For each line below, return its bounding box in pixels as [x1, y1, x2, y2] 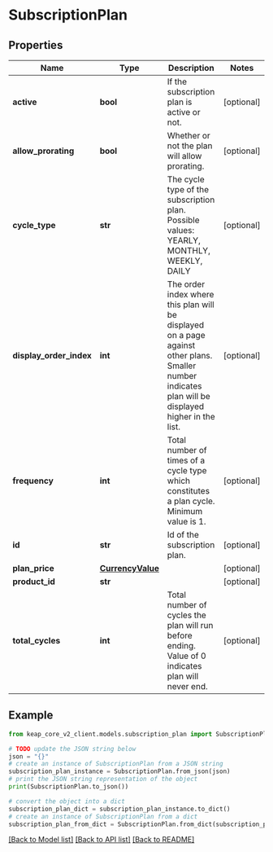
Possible [167, 214, 201, 226]
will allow [167, 151, 202, 161]
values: [167, 225, 195, 235]
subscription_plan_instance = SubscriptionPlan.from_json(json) [8, 767, 231, 775]
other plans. [167, 350, 213, 361]
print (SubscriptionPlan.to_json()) [8, 783, 129, 791]
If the [167, 76, 188, 87]
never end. [167, 681, 209, 692]
